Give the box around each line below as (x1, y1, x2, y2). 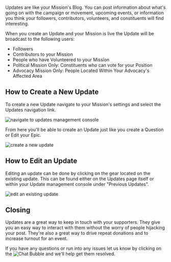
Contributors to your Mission (12, 51, 73, 57)
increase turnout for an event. (5, 235, 68, 242)
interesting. (5, 20, 29, 27)
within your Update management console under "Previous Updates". (5, 181, 149, 187)
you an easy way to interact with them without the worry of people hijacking (5, 225, 165, 231)
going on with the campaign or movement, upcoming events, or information (5, 10, 164, 16)
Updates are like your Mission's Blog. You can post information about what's (5, 5, 166, 10)
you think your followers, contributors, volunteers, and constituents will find (5, 15, 164, 21)
